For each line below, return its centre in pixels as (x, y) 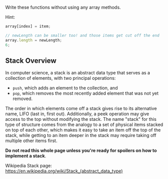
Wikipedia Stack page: (29, 166)
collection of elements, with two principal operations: (60, 78)
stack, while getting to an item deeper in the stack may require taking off (81, 136)
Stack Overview (31, 60)
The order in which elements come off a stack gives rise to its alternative (81, 109)
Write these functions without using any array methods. (63, 7)
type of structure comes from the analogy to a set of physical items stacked (84, 125)
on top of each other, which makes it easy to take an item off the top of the (83, 130)
